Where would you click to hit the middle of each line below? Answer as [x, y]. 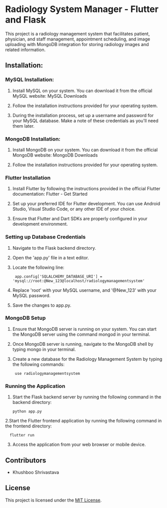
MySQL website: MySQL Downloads [50, 96]
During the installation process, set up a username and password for [83, 115]
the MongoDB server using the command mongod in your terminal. [81, 334]
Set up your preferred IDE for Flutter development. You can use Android [86, 204]
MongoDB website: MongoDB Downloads [55, 155]
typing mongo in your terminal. [44, 349]
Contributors [26, 460]
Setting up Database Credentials [45, 237]
